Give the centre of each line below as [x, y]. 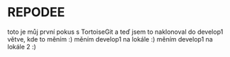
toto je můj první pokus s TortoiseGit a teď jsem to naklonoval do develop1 [115, 32]
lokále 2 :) [22, 46]
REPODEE [36, 12]
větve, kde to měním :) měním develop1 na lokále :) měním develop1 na [110, 39]
